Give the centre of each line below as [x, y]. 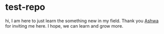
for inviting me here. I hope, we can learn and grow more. [64, 26]
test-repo [25, 7]
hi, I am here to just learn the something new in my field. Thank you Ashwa [82, 21]
